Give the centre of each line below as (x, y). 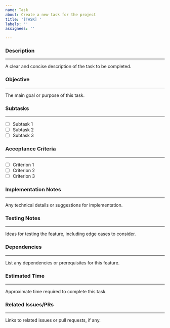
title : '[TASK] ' (24, 19)
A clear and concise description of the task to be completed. (68, 67)
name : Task (17, 10)
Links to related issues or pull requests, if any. (53, 320)
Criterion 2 (24, 170)
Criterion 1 (23, 165)
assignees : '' (20, 29)
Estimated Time (25, 276)
